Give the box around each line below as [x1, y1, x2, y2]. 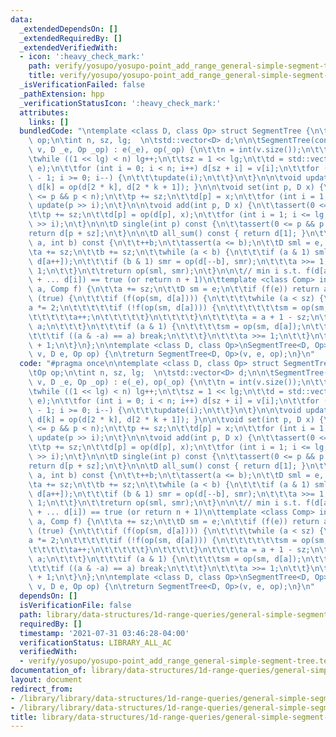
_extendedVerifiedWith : [19, 42, 118, 53]
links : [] [28, 117, 70, 127]
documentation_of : [10, 666, 87, 676]
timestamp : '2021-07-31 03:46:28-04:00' [19, 628, 190, 638]
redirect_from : [10, 684, 74, 694]
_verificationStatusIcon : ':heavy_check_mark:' [19, 98, 222, 108]
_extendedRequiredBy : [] [19, 33, 123, 43]
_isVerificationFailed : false [19, 80, 145, 90]
